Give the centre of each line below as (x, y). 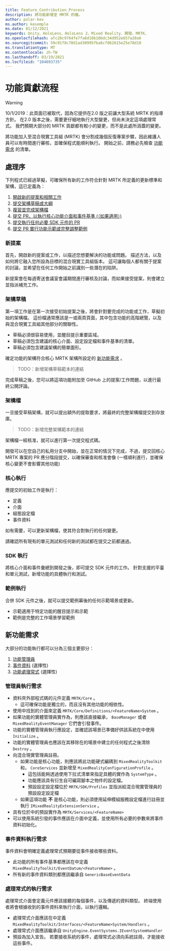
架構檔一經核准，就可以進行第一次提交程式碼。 (54, 440)
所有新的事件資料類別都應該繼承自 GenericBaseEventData (71, 874)
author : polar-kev (25, 19)
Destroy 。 (23, 748)
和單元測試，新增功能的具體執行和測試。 (47, 574)
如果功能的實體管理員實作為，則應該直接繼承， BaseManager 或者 (79, 717)
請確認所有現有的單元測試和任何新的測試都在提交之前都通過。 (70, 541)
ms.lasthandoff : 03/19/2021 (35, 57)
